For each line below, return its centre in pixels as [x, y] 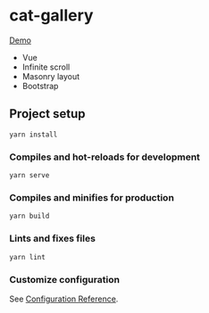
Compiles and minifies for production [92, 197]
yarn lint [28, 257]
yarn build [29, 216]
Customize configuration [65, 279]
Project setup [48, 114]
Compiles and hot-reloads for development [105, 157]
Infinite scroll [46, 67]
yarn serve [29, 176]
